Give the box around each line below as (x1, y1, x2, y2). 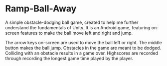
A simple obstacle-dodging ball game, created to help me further (5, 19, 139, 25)
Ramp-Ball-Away (5, 3, 77, 14)
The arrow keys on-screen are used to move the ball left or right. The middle (5, 39, 162, 45)
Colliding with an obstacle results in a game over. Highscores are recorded (5, 50, 159, 56)
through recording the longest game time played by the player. (5, 55, 134, 61)
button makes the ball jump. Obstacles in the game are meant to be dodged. (5, 45, 162, 51)
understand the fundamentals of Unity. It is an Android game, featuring (5, 24, 151, 30)
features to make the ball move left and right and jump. (20, 30, 133, 36)
